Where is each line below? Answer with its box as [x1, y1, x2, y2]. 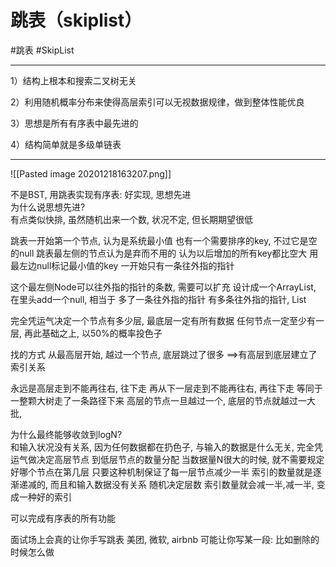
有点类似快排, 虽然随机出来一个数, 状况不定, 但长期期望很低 [10, 213, 253, 225]
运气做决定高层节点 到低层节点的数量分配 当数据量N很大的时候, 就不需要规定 [10, 453, 325, 465]
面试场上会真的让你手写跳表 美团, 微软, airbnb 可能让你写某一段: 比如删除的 [10, 533, 320, 545]
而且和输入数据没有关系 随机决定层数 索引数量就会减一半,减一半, [49, 478, 315, 490]
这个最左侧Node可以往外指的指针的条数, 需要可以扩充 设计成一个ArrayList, [10, 281, 317, 293]
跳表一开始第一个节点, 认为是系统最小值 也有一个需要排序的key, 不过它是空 [10, 234, 318, 246]
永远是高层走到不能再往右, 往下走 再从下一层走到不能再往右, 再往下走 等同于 [10, 382, 323, 394]
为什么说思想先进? [10, 201, 86, 213]
